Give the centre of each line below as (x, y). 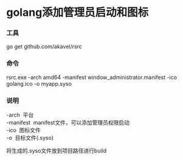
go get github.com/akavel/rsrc (44, 47)
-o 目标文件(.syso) (30, 138)
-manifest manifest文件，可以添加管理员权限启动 (68, 123)
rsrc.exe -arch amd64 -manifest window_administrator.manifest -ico (92, 77)
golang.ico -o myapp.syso (39, 83)
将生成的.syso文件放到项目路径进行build (57, 151)
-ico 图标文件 (24, 130)
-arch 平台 (20, 115)
